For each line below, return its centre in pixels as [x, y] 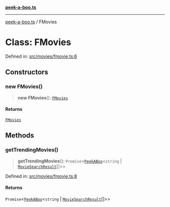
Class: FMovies [38, 42]
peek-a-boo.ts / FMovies [31, 22]
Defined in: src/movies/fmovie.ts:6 [41, 56]
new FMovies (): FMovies [43, 98]
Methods [20, 135]
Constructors [27, 72]
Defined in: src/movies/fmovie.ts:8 [41, 176]
